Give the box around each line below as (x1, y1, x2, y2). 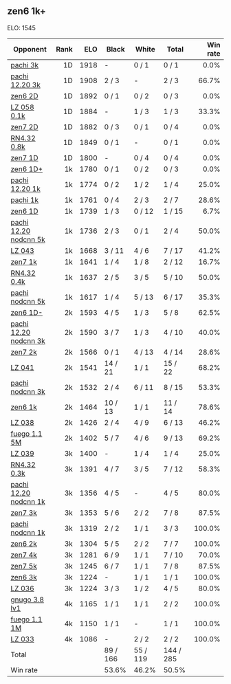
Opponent (12, 44, 47, 54)
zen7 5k (10, 561, 38, 571)
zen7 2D (10, 122, 38, 131)
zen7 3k (10, 508, 38, 518)
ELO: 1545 (7, 23, 36, 32)
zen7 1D (10, 153, 38, 162)
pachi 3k (10, 60, 39, 69)
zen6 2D (10, 91, 38, 100)
